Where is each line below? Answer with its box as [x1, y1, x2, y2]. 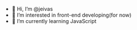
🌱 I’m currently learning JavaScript [11, 18, 97, 24]
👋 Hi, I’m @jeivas [11, 6, 53, 12]
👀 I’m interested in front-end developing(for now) [11, 12, 132, 18]
